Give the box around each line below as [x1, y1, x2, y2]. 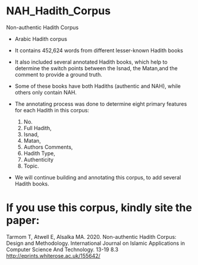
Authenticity [23, 156, 54, 163]
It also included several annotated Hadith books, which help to [14, 58, 168, 65]
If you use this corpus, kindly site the [6, 201, 192, 214]
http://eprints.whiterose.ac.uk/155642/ [6, 252, 101, 259]
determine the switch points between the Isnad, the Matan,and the [14, 64, 178, 72]
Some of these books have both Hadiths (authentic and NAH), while [14, 82, 181, 90]
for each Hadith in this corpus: [14, 106, 89, 113]
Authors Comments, [23, 143, 73, 150]
